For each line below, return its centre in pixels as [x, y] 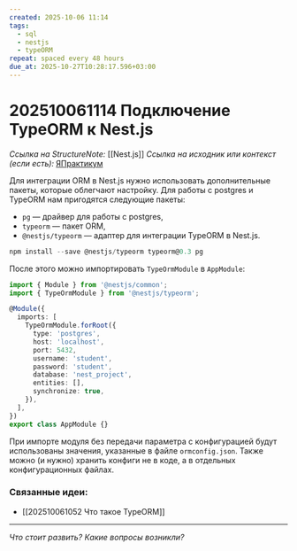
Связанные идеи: [49, 493]
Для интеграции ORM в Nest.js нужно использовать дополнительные [140, 180]
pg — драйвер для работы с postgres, [92, 216]
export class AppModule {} [59, 424]
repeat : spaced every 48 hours [67, 58]
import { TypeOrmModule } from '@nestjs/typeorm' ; [104, 293]
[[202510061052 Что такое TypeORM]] [93, 511]
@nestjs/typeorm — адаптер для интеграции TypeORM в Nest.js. [141, 235]
